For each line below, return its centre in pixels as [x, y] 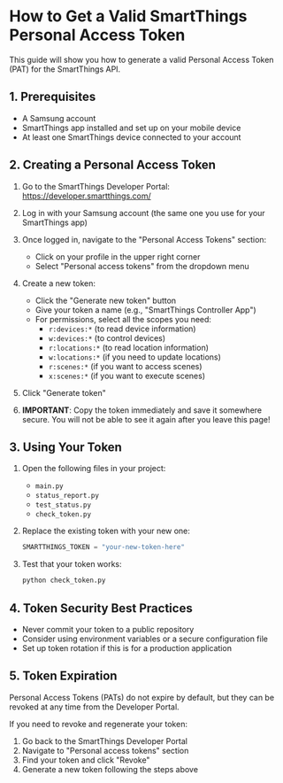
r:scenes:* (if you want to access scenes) [125, 366]
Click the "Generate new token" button [106, 300]
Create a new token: [58, 283]
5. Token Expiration [63, 676]
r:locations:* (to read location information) [129, 347]
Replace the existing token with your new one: [106, 531]
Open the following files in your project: [94, 469]
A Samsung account [59, 118]
